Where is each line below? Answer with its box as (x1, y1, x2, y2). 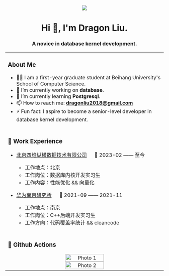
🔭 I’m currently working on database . (16, 86, 104, 93)
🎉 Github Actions (8, 241, 56, 248)
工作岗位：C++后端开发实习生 (25, 211, 96, 218)
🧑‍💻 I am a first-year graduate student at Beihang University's (16, 74, 161, 81)
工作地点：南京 (25, 204, 60, 211)
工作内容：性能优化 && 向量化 (25, 179, 95, 186)
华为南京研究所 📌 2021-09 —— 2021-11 (16, 191, 123, 198)
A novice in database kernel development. (32, 40, 137, 47)
